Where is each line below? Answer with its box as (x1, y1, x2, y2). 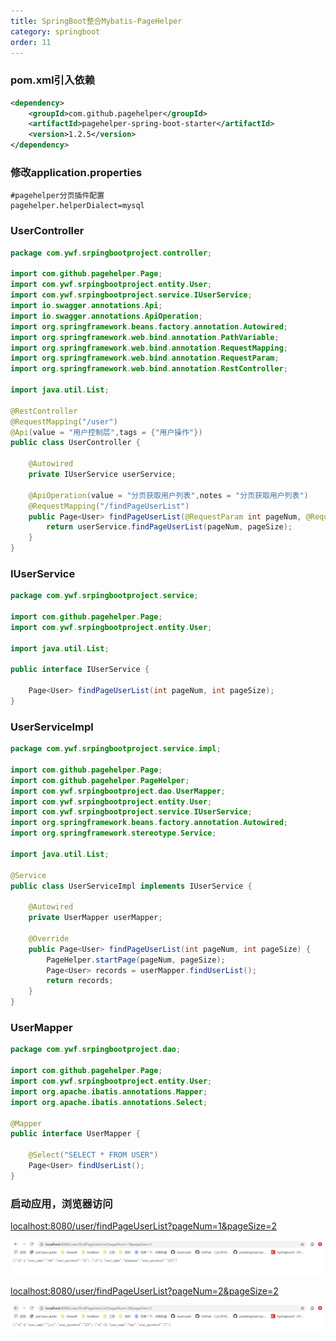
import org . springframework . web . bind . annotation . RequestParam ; (10, 353, 280, 364)
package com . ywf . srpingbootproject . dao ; (10, 1045, 182, 1055)
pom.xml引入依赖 (10, 73, 96, 87)
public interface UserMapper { (10, 1129, 141, 1139)
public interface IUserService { (10, 665, 150, 675)
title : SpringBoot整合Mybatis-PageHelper (10, 16, 183, 26)
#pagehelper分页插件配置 (10, 191, 105, 201)
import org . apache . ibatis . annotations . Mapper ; (10, 1086, 208, 1097)
